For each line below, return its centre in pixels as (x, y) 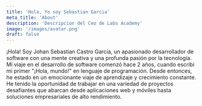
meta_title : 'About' (33, 18)
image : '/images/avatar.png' (43, 29)
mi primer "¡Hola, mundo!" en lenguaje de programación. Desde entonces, (99, 71)
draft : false (23, 35)
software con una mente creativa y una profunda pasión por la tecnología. (99, 58)
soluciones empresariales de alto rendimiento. (64, 97)
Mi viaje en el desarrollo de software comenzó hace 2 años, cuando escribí (100, 65)
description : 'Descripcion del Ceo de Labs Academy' (75, 23)
